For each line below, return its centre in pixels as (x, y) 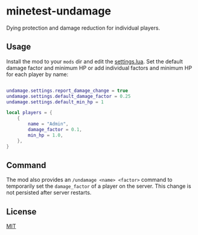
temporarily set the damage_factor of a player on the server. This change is (99, 186)
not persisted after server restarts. (49, 193)
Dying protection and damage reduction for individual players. (83, 28)
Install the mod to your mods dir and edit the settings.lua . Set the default (94, 61)
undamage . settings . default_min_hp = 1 (55, 102)
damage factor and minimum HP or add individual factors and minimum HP (99, 68)
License (21, 212)
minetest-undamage (59, 11)
